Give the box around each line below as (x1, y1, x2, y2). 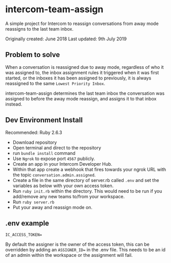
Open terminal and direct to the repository (12, 144, 101, 151)
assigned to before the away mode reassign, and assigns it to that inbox (5, 95, 157, 101)
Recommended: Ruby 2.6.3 (5, 129, 62, 136)
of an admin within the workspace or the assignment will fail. (5, 252, 133, 258)
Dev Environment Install (5, 116, 83, 124)
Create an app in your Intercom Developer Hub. (12, 161, 112, 167)
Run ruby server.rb (12, 199, 55, 205)
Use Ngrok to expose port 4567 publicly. (12, 155, 95, 162)
